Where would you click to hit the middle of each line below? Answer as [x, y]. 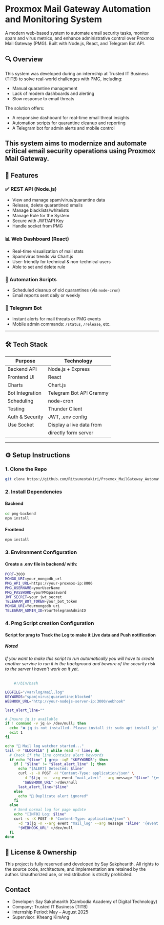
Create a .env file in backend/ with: [41, 564]
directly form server [71, 432]
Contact [18, 890]
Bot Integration [24, 393]
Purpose [25, 361]
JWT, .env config [68, 417]
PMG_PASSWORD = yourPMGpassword [36, 592]
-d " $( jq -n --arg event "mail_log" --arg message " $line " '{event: [89, 823]
